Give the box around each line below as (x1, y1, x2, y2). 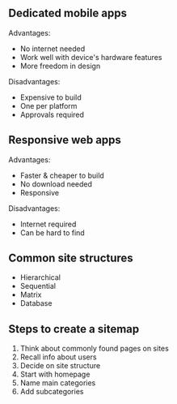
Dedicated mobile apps (8, 6, 128, 20)
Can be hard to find (19, 227, 85, 238)
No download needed (19, 178, 93, 189)
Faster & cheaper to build (19, 170, 105, 180)
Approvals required (19, 110, 85, 119)
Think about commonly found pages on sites (19, 344, 170, 354)
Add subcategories (19, 387, 84, 397)
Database (19, 299, 53, 308)
